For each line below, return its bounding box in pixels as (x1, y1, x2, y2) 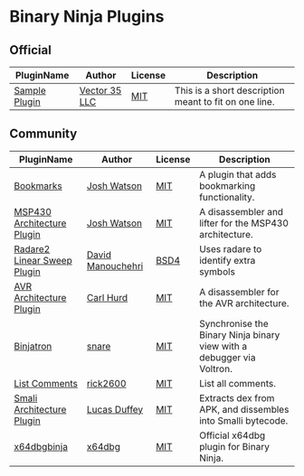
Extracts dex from (198, 391, 275, 404)
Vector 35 (79, 84, 122, 97)
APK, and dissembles (198, 403, 290, 415)
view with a (198, 340, 247, 352)
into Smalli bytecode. (198, 414, 289, 426)
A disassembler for (198, 285, 280, 298)
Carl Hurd (86, 291, 128, 303)
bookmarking (198, 179, 256, 191)
